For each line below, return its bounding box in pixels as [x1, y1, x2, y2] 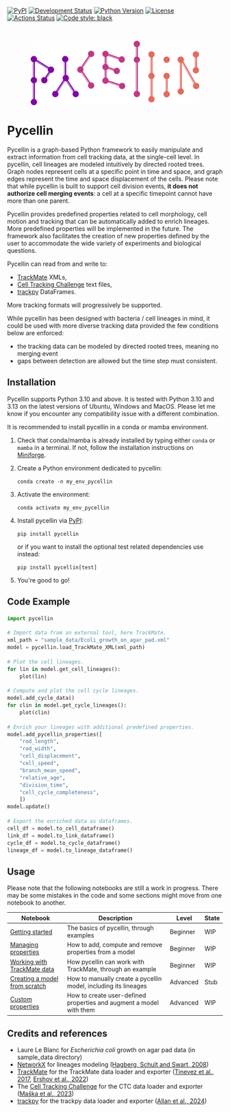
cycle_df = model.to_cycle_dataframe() [7, 839, 121, 846]
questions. [7, 246, 37, 254]
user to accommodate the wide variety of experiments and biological [7, 239, 201, 247]
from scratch [10, 981, 47, 990]
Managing [10, 941, 39, 949]
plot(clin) [19, 709, 51, 716]
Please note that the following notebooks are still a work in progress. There [7, 884, 219, 892]
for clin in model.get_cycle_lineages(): [7, 702, 127, 709]
